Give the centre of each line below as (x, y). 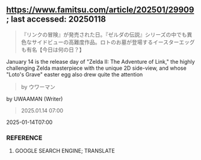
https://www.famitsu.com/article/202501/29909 (100, 10)
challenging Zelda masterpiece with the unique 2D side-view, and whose (96, 68)
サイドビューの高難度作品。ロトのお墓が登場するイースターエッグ (113, 42)
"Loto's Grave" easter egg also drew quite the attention (75, 74)
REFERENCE (24, 138)
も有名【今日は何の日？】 (53, 49)
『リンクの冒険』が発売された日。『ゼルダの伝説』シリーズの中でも (104, 34)
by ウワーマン (38, 87)
